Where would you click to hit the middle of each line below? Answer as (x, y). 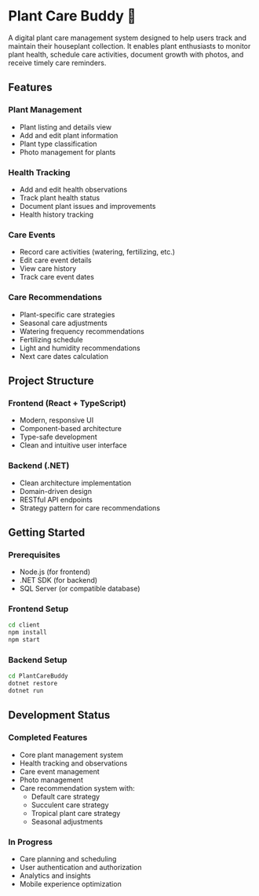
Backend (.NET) (39, 466)
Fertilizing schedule (51, 339)
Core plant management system (71, 755)
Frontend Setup (38, 609)
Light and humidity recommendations (80, 348)
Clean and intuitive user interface (73, 445)
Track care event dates (57, 277)
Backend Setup (38, 660)
